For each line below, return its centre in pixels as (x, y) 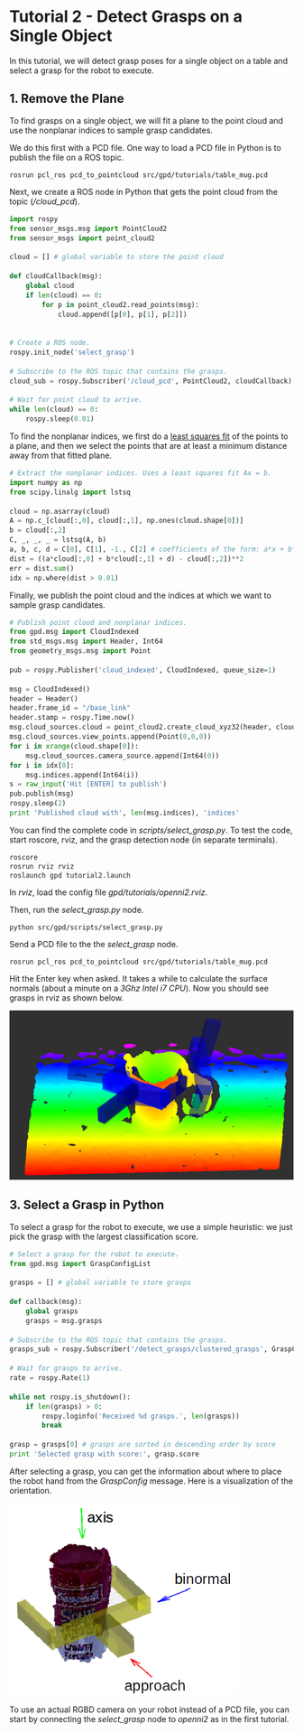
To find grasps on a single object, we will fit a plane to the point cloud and (147, 120)
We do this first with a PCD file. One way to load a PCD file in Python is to (145, 147)
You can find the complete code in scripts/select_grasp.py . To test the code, (151, 830)
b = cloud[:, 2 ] (38, 530)
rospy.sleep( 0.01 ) (60, 419)
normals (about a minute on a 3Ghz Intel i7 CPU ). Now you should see (139, 988)
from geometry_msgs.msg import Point (80, 651)
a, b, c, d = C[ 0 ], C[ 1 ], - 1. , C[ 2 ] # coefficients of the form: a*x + (147, 549)
